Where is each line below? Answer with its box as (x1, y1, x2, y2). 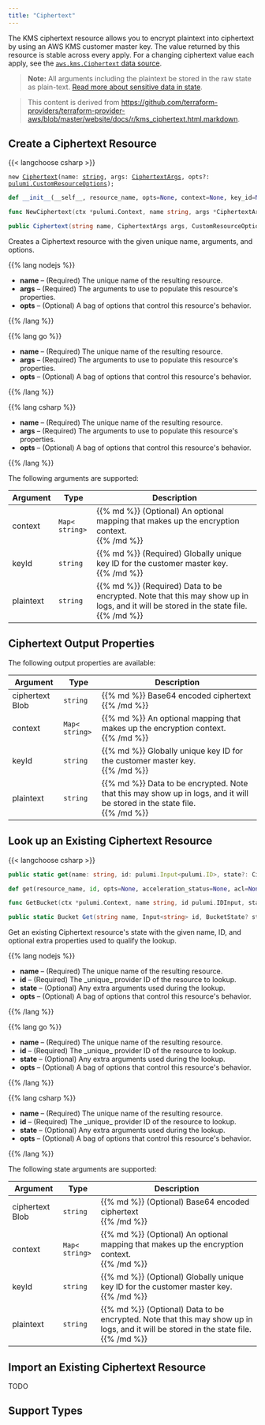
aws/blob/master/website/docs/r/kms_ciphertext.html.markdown (27, 114, 238, 123)
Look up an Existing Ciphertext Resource (8, 834, 213, 848)
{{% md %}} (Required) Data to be (95, 581, 222, 592)
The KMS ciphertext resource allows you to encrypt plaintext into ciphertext (8, 33, 255, 43)
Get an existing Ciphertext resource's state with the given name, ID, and (8, 928, 242, 937)
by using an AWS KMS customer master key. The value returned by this (8, 41, 241, 51)
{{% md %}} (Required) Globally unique (95, 548, 242, 559)
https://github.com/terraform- (121, 97, 218, 107)
